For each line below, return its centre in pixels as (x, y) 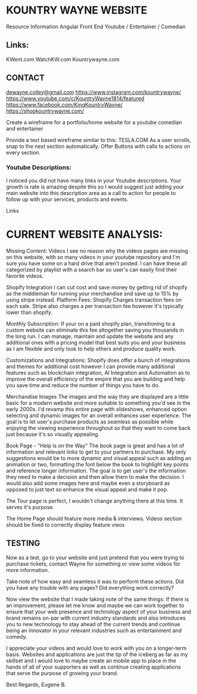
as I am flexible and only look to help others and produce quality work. (91, 349)
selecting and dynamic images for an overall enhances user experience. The (98, 415)
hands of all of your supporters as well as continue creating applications (94, 667)
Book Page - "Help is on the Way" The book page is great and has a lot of (95, 445)
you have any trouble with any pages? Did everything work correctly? (90, 587)
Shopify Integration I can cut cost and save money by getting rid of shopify (97, 287)
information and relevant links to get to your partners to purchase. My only (96, 452)
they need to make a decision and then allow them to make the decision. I (95, 477)
